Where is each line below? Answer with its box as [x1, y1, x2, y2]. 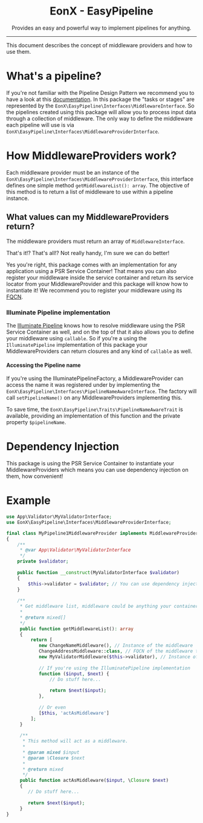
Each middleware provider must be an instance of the [6, 169, 140, 176]
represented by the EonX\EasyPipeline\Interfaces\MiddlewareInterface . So [6, 102, 195, 109]
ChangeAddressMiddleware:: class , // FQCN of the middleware [38, 648, 193, 654]
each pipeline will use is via [6, 121, 74, 128]
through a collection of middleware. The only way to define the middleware [6, 115, 193, 122]
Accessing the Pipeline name [6, 361, 81, 369]
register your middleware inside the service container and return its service [6, 274, 194, 281]
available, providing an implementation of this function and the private [6, 412, 181, 419]
